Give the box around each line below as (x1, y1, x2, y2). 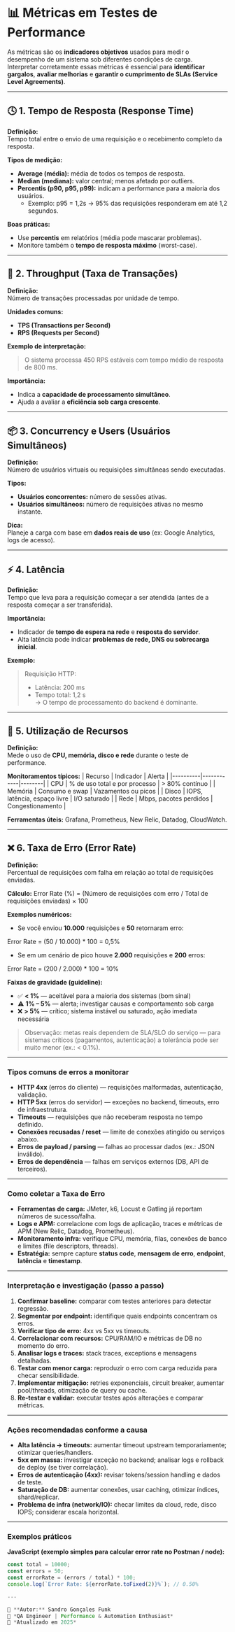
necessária (17, 1015, 50, 1023)
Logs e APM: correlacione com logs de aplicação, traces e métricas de (17, 1220, 222, 1228)
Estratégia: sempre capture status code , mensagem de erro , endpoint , (17, 1249, 226, 1258)
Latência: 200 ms (34, 683, 85, 692)
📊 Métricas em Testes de (7, 5, 158, 21)
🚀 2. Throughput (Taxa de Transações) (7, 268, 178, 280)
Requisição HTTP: (24, 670, 77, 678)
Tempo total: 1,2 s (34, 691, 86, 699)
